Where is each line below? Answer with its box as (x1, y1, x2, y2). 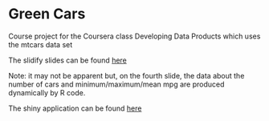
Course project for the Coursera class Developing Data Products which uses (8, 31, 261, 41)
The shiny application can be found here (8, 103, 142, 113)
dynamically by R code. (8, 87, 86, 97)
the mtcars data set (8, 39, 73, 49)
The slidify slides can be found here (8, 55, 127, 65)
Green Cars (8, 5, 86, 23)
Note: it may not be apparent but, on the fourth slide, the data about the (8, 71, 245, 80)
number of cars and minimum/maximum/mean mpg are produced (8, 79, 225, 89)
